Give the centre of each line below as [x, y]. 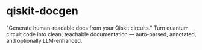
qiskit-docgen [42, 11]
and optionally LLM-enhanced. [44, 40]
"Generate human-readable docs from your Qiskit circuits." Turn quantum [97, 28]
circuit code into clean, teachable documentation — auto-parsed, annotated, [101, 34]
